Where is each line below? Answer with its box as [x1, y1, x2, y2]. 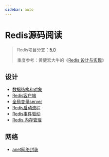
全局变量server [12, 98, 42, 105]
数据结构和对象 [12, 86, 42, 93]
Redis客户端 [12, 93, 36, 98]
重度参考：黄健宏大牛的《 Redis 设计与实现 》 [17, 57, 107, 63]
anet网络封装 [12, 147, 38, 153]
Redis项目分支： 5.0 [17, 47, 56, 53]
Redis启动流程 [12, 105, 41, 111]
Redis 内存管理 [12, 117, 42, 123]
